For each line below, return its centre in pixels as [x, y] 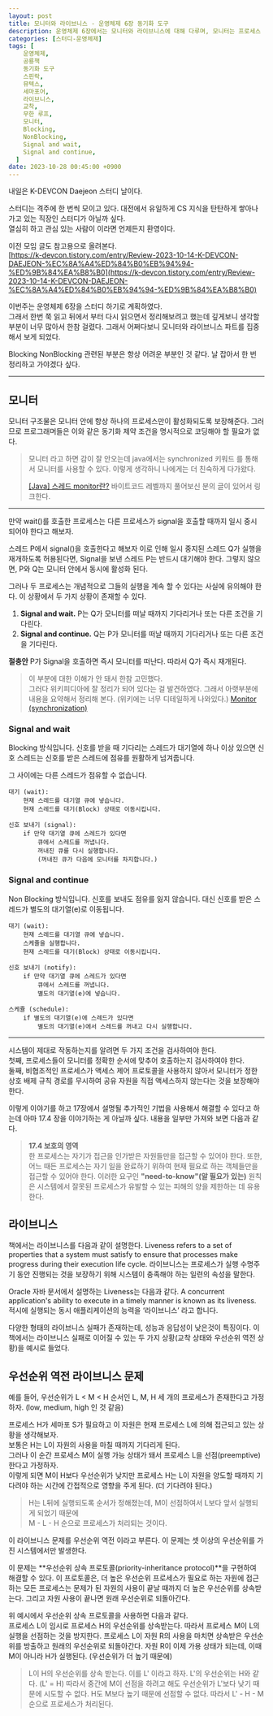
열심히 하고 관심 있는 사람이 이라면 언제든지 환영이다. [92, 229]
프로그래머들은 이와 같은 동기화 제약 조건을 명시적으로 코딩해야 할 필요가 [137, 431]
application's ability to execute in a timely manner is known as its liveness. [132, 1301]
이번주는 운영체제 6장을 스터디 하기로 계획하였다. [85, 306]
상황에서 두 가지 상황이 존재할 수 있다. [87, 596]
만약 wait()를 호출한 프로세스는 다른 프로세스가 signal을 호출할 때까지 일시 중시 [133, 521]
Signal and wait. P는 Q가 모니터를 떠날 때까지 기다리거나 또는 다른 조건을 [137, 613]
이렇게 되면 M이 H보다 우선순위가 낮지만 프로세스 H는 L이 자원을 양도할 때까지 [131, 1475]
